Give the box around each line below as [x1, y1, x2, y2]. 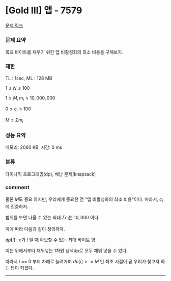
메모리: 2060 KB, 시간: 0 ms [5, 144, 63, 150]
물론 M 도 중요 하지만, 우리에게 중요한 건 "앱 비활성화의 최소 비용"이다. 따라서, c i [5, 196, 163, 203]
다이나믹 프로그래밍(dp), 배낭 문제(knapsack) [5, 171, 96, 177]
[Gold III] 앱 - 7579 [5, 5, 82, 16]
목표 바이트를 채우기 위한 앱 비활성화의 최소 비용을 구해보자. [5, 49, 124, 55]
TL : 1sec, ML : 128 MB [5, 75, 52, 81]
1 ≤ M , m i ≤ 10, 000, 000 [5, 95, 55, 102]
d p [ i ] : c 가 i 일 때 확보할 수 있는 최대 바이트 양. [5, 237, 97, 243]
